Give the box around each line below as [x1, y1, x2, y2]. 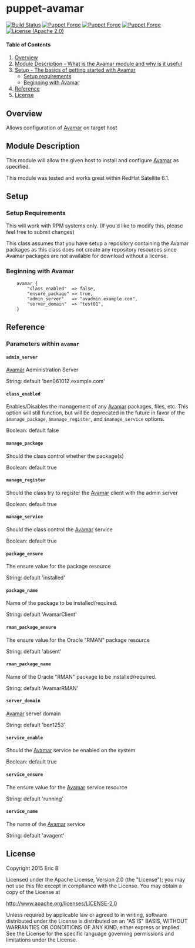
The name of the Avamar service [6, 820, 85, 828]
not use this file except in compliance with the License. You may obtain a [6, 882, 182, 889]
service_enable [6, 735, 43, 741]
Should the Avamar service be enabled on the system [6, 747, 136, 754]
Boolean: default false [6, 427, 59, 434]
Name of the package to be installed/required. [6, 599, 117, 607]
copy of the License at [6, 888, 60, 895]
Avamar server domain [6, 710, 61, 717]
